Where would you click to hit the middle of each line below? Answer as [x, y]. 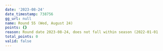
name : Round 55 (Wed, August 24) [39, 23]
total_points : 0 [21, 37]
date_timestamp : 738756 [29, 14]
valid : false [18, 41]
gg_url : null [18, 18]
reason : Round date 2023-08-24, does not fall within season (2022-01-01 [82, 32]
